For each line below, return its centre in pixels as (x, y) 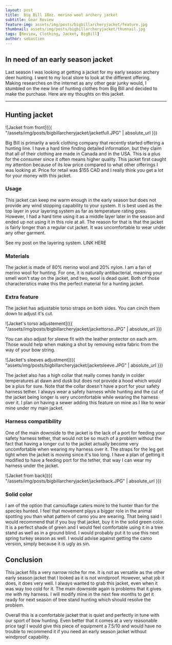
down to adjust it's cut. (29, 314)
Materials (17, 256)
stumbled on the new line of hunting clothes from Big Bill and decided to (81, 88)
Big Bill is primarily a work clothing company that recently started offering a (85, 142)
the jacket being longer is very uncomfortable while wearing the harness (82, 397)
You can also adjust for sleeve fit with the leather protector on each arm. (81, 339)
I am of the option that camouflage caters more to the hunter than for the (82, 505)
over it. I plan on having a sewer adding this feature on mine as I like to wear (85, 403)
